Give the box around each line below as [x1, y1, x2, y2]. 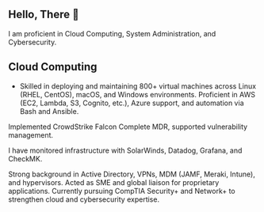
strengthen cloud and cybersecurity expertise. [8, 195, 160, 204]
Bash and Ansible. [19, 106, 79, 115]
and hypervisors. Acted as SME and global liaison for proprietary [8, 177, 220, 187]
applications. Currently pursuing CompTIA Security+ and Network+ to [8, 186, 235, 195]
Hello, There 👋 [8, 8, 79, 21]
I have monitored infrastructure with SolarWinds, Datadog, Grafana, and [8, 146, 243, 155]
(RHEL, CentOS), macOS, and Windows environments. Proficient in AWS [19, 89, 256, 99]
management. [8, 130, 54, 139]
